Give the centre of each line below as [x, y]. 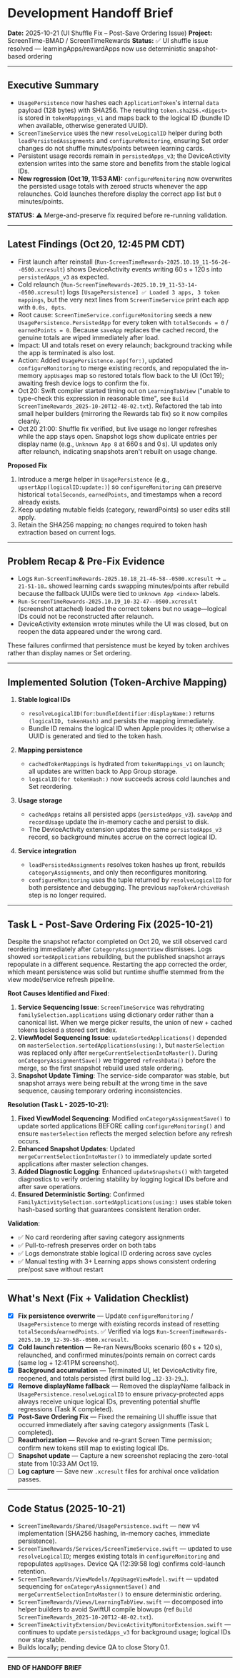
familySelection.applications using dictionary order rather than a [116, 1015]
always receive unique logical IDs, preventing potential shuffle [109, 1401]
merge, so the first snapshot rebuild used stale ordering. [101, 1068]
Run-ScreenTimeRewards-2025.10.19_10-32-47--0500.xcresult [107, 602]
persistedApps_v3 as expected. [63, 277]
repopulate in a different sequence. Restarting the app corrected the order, [117, 964]
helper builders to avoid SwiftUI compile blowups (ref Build [105, 1609]
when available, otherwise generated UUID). [83, 125]
